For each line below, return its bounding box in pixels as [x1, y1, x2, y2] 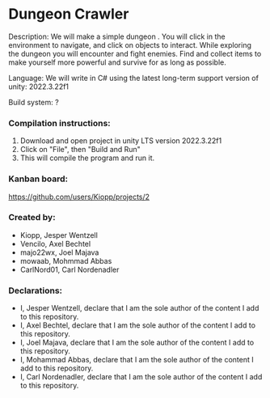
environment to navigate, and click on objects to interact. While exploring [8, 40, 252, 49]
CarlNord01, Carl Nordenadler [19, 265, 120, 274]
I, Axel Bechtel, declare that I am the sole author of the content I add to [19, 320, 256, 330]
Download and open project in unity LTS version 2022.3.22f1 [19, 136, 222, 146]
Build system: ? [8, 97, 59, 107]
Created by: [8, 212, 56, 223]
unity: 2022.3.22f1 [8, 82, 70, 91]
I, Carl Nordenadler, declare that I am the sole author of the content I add [19, 372, 263, 382]
